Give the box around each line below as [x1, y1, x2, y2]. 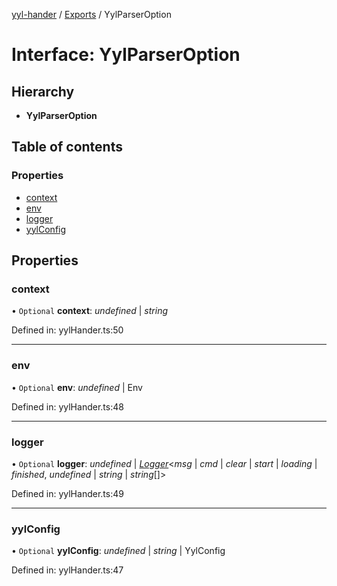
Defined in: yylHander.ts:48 [11, 400, 124, 413]
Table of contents [11, 139, 123, 156]
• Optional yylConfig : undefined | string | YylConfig [11, 545, 226, 557]
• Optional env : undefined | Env [11, 381, 143, 393]
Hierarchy [11, 83, 75, 100]
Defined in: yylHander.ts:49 [11, 487, 124, 499]
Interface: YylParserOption [11, 44, 241, 66]
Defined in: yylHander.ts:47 [11, 564, 124, 576]
